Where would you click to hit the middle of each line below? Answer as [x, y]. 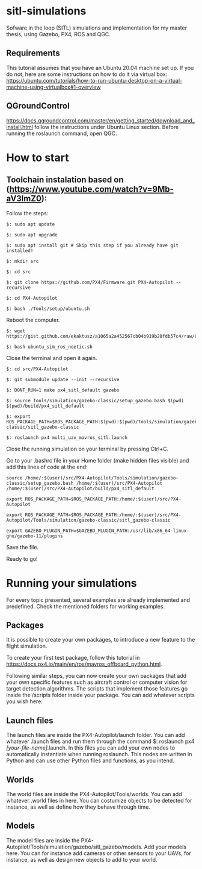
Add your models [165, 847]
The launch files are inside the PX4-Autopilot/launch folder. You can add [96, 735]
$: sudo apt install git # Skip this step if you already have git [93, 245]
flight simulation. [27, 646]
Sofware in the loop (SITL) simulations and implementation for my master [97, 28]
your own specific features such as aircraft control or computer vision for [97, 682]
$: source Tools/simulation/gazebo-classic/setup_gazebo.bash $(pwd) [95, 400]
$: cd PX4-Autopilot [32, 298]
